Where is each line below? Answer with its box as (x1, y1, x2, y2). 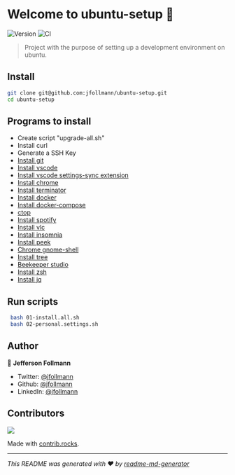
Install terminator (17, 186, 66, 195)
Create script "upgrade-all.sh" (17, 134, 105, 142)
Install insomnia (17, 230, 63, 239)
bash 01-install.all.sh (10, 315, 80, 322)
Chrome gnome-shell (17, 245, 79, 254)
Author (7, 340, 38, 352)
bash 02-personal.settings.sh (10, 321, 99, 328)
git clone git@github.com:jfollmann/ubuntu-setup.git (7, 89, 168, 97)
